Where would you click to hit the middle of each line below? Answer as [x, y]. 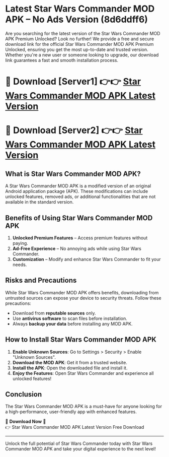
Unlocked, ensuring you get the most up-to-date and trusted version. [77, 49]
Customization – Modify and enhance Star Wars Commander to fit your [87, 259]
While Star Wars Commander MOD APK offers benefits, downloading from [82, 292]
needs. [20, 265]
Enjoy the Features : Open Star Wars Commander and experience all [83, 373]
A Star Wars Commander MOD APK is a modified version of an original [78, 186]
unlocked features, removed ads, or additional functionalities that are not [80, 197]
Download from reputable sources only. [54, 313]
